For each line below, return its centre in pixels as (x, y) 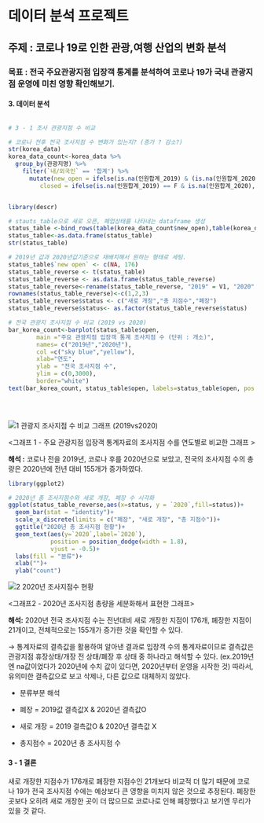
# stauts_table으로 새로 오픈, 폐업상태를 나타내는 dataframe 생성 (107, 221)
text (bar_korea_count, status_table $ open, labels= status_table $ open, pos (132, 388)
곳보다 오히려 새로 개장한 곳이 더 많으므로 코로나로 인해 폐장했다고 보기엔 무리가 (130, 801)
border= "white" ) (63, 381)
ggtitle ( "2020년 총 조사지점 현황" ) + (70, 527)
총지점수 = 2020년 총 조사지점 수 (70, 743)
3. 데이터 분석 (29, 104)
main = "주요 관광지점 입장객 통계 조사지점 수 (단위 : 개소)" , (125, 337)
